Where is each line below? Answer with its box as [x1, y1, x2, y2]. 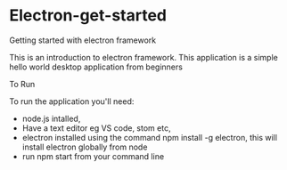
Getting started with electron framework [9, 35, 157, 45]
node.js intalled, [21, 113, 81, 124]
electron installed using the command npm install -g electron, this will [21, 132, 278, 142]
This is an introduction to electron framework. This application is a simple [9, 52, 278, 62]
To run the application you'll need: [9, 95, 135, 107]
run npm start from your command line [21, 150, 165, 161]
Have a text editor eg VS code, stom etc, [21, 122, 171, 134]
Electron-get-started [9, 5, 168, 26]
